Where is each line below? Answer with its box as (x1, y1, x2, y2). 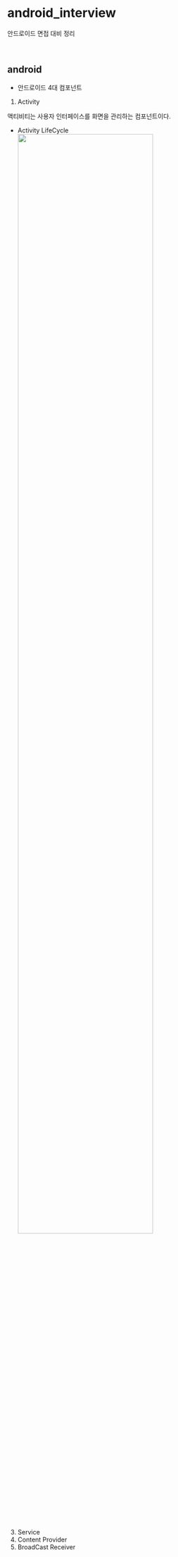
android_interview (7, 5, 116, 21)
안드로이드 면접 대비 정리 (7, 29, 75, 37)
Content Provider (17, 1535, 68, 1544)
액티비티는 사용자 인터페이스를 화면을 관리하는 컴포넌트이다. (7, 111, 171, 121)
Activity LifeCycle (17, 125, 69, 135)
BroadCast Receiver (17, 1542, 76, 1551)
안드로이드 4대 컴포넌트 (17, 83, 82, 92)
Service (17, 1527, 40, 1536)
